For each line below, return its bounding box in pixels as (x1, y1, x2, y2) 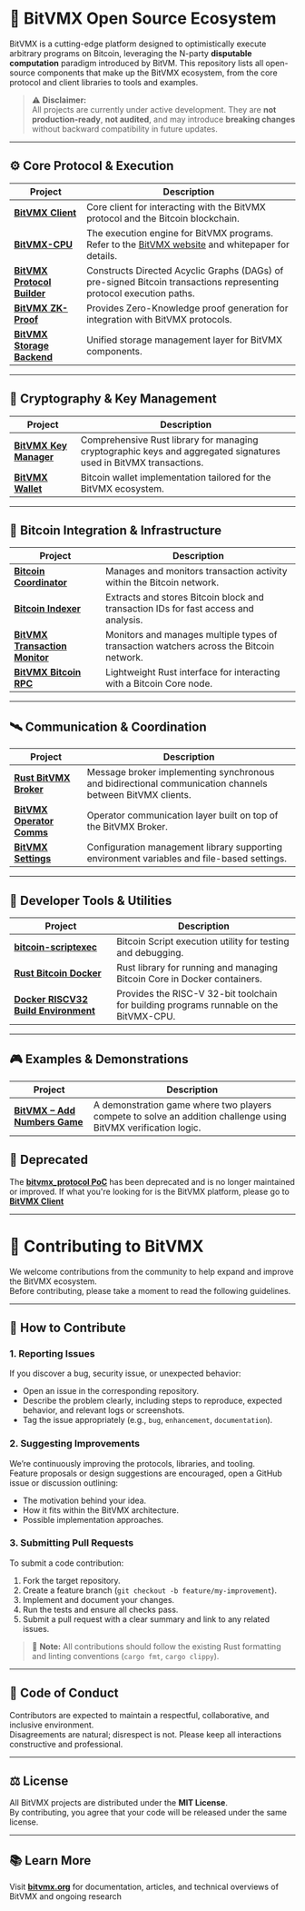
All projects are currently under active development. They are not (31, 104, 277, 114)
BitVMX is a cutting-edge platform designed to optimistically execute (9, 38, 267, 49)
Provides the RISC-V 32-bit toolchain (116, 988, 278, 1000)
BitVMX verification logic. (93, 1121, 202, 1134)
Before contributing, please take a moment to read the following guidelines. (9, 1285, 291, 1296)
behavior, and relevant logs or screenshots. (22, 1405, 185, 1416)
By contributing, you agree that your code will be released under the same (9, 1807, 288, 1818)
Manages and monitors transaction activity (105, 565, 288, 578)
